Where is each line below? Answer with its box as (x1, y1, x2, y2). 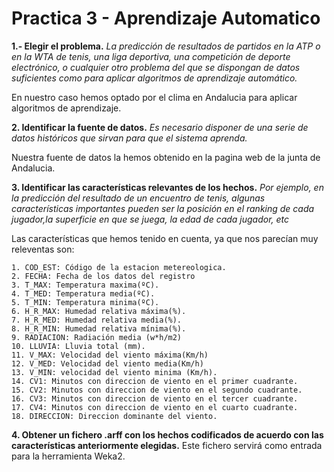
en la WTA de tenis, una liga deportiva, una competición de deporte (11, 50, 291, 62)
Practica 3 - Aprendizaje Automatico (11, 7, 321, 30)
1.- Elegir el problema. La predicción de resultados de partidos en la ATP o (11, 40, 321, 52)
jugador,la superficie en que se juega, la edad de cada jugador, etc (11, 213, 290, 225)
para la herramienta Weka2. (11, 450, 126, 462)
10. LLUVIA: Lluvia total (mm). (11, 341, 146, 351)
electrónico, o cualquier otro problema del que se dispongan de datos (11, 61, 301, 73)
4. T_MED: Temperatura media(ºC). (11, 288, 156, 299)
